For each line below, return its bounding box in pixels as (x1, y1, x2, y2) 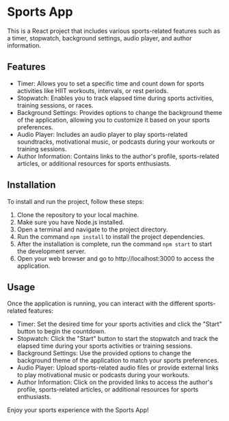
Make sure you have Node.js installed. (16, 218, 124, 226)
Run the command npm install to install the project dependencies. (16, 232, 205, 240)
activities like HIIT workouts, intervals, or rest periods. (16, 86, 169, 94)
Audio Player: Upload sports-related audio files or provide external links (16, 363, 219, 372)
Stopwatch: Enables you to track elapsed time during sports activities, (16, 94, 214, 102)
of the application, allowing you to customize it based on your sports (16, 116, 211, 124)
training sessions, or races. (16, 101, 94, 110)
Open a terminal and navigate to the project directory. (16, 225, 168, 233)
